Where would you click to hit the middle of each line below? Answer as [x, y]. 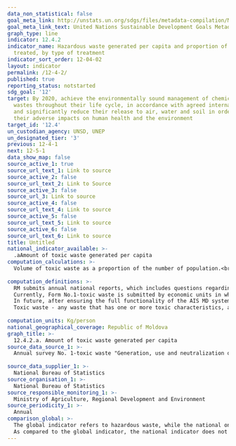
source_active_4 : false [42, 203]
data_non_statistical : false [50, 14]
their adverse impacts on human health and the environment [103, 118]
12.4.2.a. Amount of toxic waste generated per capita [96, 340]
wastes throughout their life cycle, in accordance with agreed [110, 105]
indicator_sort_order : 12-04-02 [54, 60]
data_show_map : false [39, 158]
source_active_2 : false [42, 177]
